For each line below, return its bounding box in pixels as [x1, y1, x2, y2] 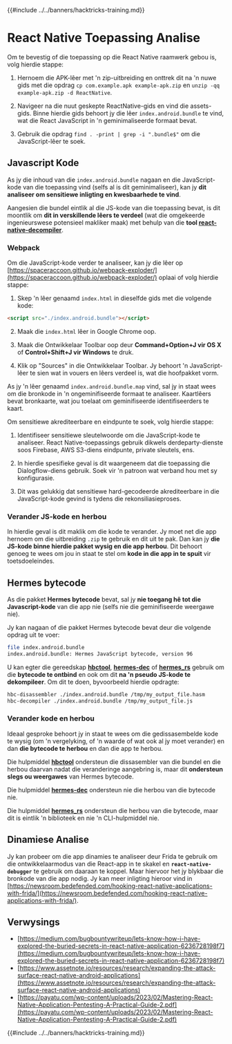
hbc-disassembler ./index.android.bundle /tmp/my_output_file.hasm [7, 691, 206, 698]
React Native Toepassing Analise [7, 30, 201, 46]
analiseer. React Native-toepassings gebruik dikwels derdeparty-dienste [17, 438, 223, 447]
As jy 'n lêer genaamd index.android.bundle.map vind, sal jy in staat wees [7, 382, 216, 390]
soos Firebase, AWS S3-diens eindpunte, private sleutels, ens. [17, 445, 195, 454]
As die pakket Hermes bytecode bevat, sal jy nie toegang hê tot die [7, 595, 202, 604]
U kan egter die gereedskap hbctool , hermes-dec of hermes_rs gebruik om [7, 663, 224, 671]
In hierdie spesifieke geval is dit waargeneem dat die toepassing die [17, 459, 211, 467]
